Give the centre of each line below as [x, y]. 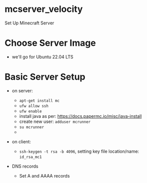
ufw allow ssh [34, 106]
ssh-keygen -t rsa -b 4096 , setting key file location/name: [79, 151]
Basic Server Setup [45, 77]
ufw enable [31, 111]
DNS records [25, 166]
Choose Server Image [50, 43]
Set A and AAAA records [44, 176]
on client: [21, 141]
